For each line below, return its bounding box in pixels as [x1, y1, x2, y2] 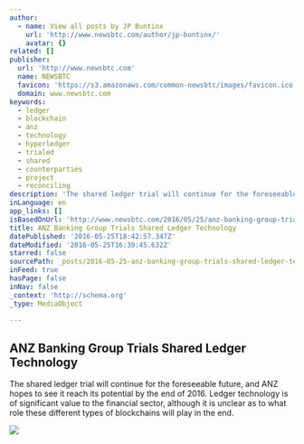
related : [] [9, 47, 54, 56]
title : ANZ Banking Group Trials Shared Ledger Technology [9, 223, 237, 232]
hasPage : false [9, 274, 67, 283]
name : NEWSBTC [17, 72, 71, 81]
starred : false [9, 249, 67, 258]
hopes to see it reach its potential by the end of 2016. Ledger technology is [9, 388, 289, 399]
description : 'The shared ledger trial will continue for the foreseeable [9, 190, 298, 199]
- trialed [17, 147, 54, 156]
